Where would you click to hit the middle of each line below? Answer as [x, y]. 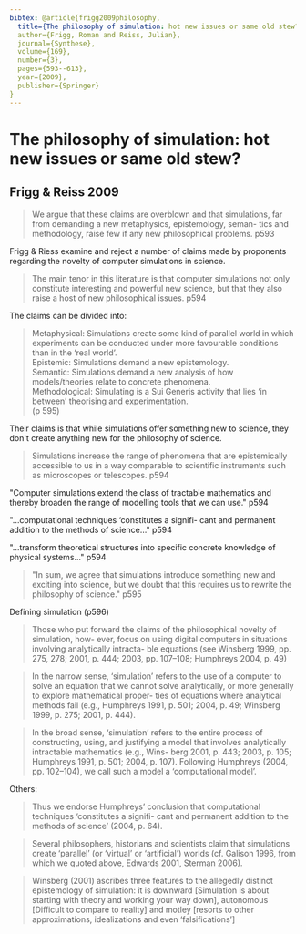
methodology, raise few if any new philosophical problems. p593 [153, 233]
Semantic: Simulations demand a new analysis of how [133, 372]
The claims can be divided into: [68, 315]
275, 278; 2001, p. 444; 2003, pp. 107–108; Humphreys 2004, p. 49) [159, 658]
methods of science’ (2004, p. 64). [97, 826]
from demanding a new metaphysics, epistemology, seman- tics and [160, 223]
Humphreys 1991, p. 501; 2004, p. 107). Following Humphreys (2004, [160, 761]
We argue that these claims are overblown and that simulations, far [157, 214]
